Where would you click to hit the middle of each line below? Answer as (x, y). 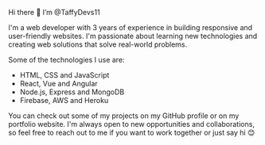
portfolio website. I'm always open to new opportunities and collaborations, (131, 124)
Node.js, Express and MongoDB (72, 92)
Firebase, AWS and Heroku (64, 100)
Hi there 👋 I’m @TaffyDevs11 (55, 12)
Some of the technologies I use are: (66, 60)
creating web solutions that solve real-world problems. (98, 44)
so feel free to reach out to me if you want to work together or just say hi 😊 (132, 132)
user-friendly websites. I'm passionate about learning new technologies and (133, 36)
